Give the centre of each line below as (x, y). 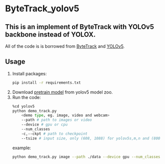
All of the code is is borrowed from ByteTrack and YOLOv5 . (65, 46)
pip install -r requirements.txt (47, 82)
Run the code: (26, 97)
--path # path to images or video (57, 120)
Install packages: (29, 73)
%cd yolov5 (23, 106)
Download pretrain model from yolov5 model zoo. (63, 92)
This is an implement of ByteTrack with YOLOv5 (80, 27)
